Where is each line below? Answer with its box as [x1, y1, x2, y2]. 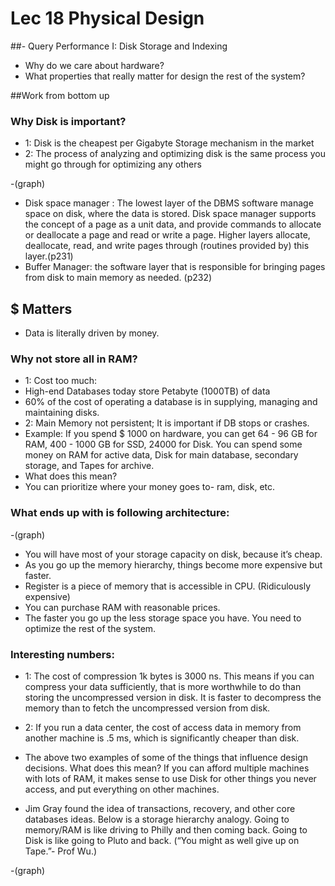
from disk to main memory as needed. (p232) [24, 272, 213, 284]
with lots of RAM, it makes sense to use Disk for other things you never [24, 772, 317, 784]
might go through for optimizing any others [24, 158, 202, 171]
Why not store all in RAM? [10, 352, 138, 366]
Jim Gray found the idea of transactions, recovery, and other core [24, 802, 296, 814]
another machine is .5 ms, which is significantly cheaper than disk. [24, 732, 300, 744]
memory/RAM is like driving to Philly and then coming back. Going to [24, 823, 308, 836]
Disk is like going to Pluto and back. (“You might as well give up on [24, 834, 300, 846]
